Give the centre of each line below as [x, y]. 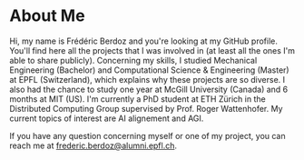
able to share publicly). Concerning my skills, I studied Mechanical [133, 60]
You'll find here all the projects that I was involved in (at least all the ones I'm [152, 50]
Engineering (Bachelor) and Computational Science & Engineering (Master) [149, 70]
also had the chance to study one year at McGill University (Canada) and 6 [149, 89]
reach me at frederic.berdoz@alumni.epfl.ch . [93, 145]
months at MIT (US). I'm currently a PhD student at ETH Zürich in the [137, 99]
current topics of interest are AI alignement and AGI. [107, 118]
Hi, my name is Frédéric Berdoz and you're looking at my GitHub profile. [144, 41]
